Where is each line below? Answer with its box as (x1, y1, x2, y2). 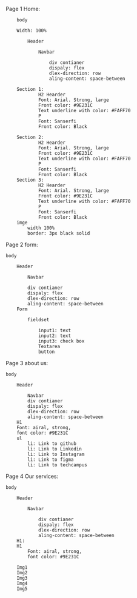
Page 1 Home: (5, 5, 41, 12)
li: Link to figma (27, 457, 74, 463)
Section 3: (16, 177, 44, 183)
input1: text (38, 327, 71, 333)
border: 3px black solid (27, 230, 90, 237)
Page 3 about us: (5, 360, 48, 366)
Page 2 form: (5, 241, 38, 248)
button (38, 349, 55, 355)
